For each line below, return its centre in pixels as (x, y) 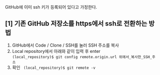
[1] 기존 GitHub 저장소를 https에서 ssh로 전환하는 (76, 24)
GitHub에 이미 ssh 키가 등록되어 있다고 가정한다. (51, 7)
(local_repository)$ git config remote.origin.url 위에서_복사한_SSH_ (82, 57)
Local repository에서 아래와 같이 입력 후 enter (56, 51)
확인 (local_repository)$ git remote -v (54, 67)
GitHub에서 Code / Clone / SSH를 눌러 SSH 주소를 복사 (65, 45)
